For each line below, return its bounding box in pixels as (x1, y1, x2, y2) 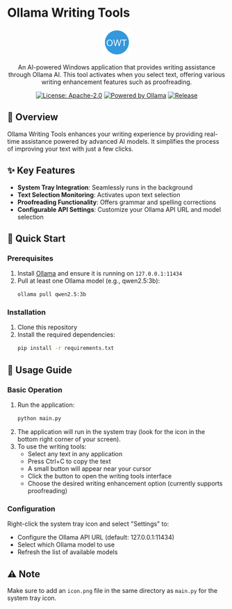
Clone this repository (17, 323, 78, 331)
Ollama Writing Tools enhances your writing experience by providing (7, 130, 204, 138)
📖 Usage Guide (7, 364, 73, 376)
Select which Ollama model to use (17, 540, 115, 549)
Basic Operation (7, 385, 63, 394)
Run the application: (17, 401, 75, 409)
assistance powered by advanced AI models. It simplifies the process (21, 137, 219, 145)
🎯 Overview (7, 111, 58, 123)
